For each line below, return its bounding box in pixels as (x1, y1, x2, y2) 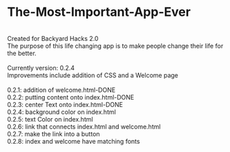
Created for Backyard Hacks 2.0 (7, 34, 99, 42)
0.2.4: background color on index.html (7, 108, 116, 116)
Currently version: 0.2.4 (7, 64, 75, 72)
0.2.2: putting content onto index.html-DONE (7, 93, 135, 101)
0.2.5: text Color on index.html (7, 115, 93, 123)
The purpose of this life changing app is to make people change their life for (7, 41, 224, 50)
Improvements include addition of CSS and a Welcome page (7, 70, 178, 79)
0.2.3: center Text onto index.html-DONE (7, 100, 123, 108)
